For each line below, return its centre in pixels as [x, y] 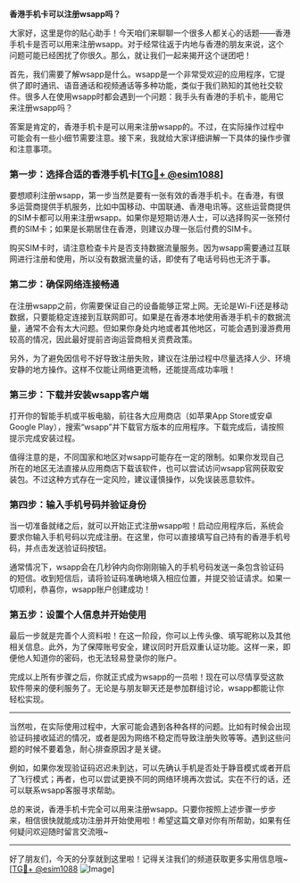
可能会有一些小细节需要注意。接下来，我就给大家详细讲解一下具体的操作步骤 [150, 138]
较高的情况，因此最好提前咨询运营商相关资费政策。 [103, 339]
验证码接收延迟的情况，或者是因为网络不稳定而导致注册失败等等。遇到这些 [146, 738]
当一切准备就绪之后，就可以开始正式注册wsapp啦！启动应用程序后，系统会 [146, 526]
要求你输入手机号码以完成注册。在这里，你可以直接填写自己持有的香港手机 [146, 537]
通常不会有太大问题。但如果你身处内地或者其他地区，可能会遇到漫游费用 [158, 328]
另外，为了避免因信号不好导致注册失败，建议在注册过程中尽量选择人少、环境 [150, 358]
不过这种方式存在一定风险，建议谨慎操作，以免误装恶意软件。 [146, 479]
